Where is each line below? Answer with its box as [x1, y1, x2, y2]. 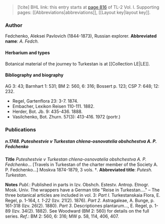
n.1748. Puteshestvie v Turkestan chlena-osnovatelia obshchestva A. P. [5, 138, 157, 144]
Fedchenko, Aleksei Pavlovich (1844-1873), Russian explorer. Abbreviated [5, 33, 157, 39]
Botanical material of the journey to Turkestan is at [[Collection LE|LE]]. [5, 60, 150, 66]
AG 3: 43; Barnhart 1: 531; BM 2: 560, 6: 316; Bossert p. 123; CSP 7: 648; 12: [5, 83, 160, 89]
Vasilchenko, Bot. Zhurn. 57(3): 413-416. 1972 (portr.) [12, 113, 120, 119]
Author [5, 22, 23, 29]
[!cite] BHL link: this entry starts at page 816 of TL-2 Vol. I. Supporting [17, 4, 160, 10]
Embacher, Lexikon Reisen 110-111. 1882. [12, 103, 95, 109]
